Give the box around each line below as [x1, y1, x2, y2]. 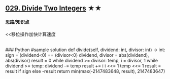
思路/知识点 [5, 19, 29, 25]
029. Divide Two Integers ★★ [5, 4, 102, 13]
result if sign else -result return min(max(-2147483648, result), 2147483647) [5, 68, 165, 74]
